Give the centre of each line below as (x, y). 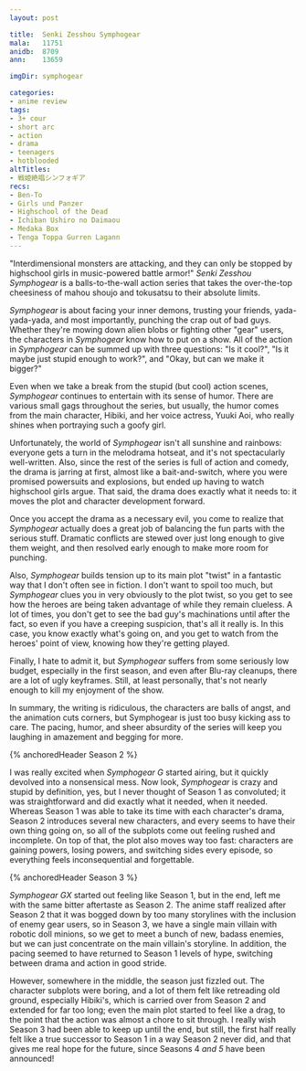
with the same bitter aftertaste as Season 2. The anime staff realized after (148, 905)
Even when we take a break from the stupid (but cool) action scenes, (139, 386)
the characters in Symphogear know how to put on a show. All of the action (151, 339)
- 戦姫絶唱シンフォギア (47, 178)
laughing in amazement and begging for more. (97, 737)
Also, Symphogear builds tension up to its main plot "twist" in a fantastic (145, 575)
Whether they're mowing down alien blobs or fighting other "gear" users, (147, 329)
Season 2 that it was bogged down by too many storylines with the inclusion (153, 914)
